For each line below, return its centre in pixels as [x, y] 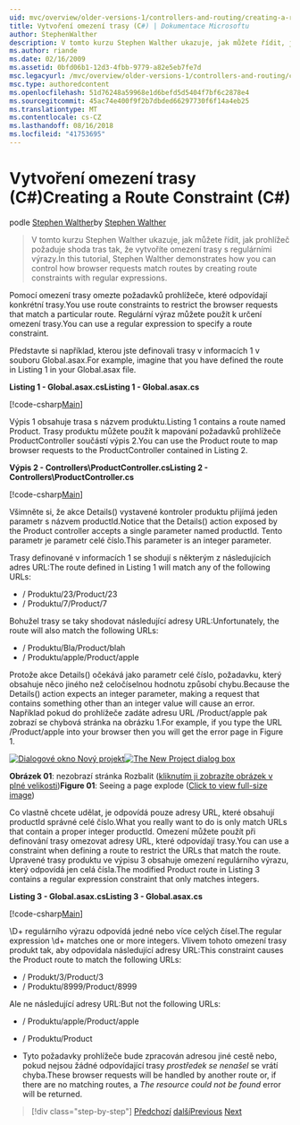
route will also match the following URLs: [84, 630]
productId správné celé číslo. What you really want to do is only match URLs [148, 821]
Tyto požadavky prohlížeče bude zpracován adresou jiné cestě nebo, [149, 1056]
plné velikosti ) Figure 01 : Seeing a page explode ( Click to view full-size [138, 786]
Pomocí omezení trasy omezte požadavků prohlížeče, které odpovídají [138, 295]
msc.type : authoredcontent [59, 84]
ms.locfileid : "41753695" [57, 134]
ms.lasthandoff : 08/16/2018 [62, 126]
